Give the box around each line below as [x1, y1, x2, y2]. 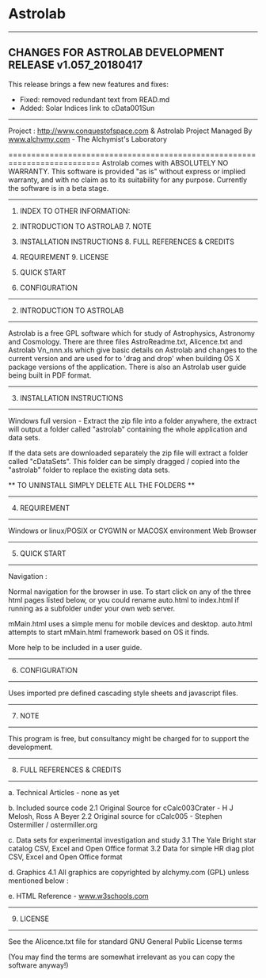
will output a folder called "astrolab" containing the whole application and [8, 424, 248, 434]
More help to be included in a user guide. [8, 642, 142, 652]
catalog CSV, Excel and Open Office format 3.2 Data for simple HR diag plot [8, 843, 255, 853]
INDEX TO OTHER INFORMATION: [19, 206, 131, 215]
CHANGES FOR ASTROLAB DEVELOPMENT [8, 46, 225, 59]
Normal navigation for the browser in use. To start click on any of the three [8, 587, 252, 596]
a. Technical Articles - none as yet [8, 787, 120, 797]
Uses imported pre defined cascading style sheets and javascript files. [8, 688, 239, 698]
